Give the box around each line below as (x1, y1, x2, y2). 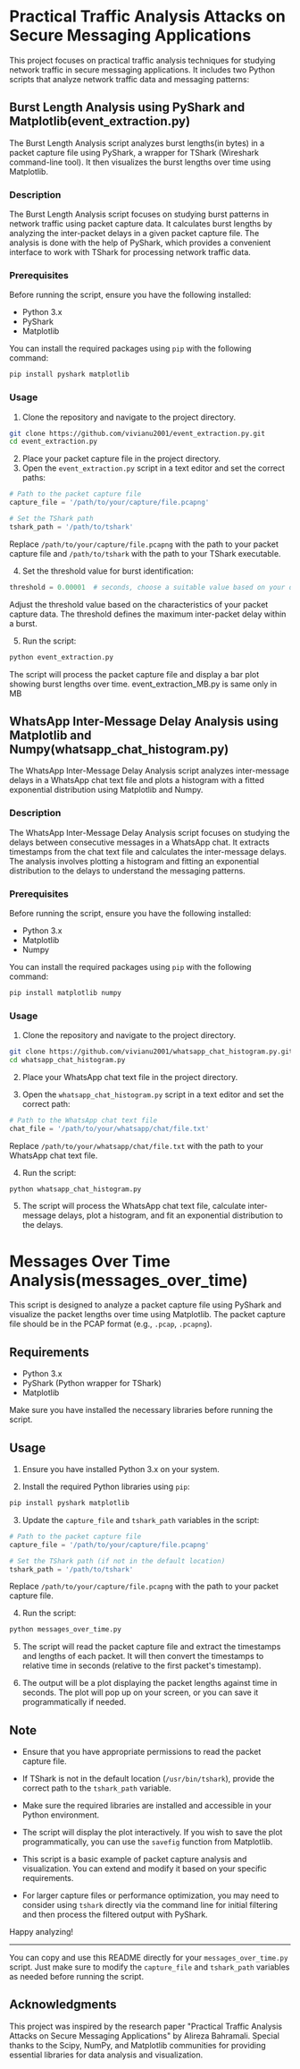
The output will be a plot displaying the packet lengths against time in (21, 1678, 278, 1689)
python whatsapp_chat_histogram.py (9, 1184, 142, 1194)
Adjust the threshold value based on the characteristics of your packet (9, 599, 269, 609)
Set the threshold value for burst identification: (21, 566, 194, 576)
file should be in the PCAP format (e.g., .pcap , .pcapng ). (9, 1318, 212, 1330)
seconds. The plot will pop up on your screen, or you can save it (21, 1687, 259, 1698)
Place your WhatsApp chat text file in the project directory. (21, 1071, 238, 1082)
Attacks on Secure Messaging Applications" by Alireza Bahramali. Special (9, 2030, 279, 2041)
